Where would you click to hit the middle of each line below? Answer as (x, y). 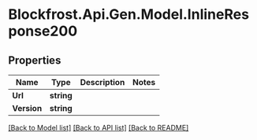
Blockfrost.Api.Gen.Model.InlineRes (129, 15)
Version (27, 108)
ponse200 (43, 31)
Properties (35, 60)
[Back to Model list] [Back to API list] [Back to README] (99, 128)
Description (102, 82)
